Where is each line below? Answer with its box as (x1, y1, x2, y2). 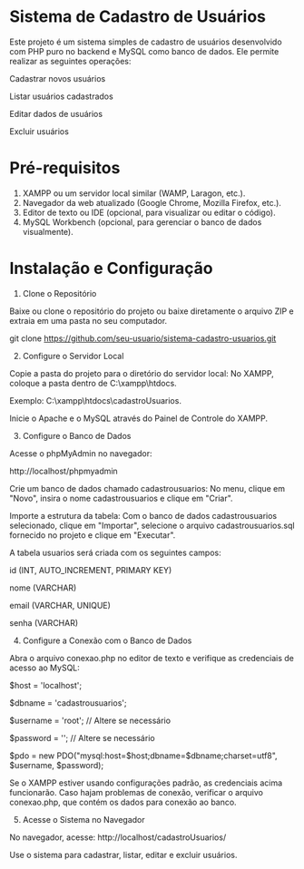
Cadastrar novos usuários (9, 73, 106, 83)
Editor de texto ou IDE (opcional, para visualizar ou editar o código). (22, 207, 277, 218)
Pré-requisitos (9, 158, 121, 179)
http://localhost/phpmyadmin (9, 465, 118, 476)
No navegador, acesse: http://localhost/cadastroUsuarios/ (9, 832, 227, 843)
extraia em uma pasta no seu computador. (9, 315, 168, 326)
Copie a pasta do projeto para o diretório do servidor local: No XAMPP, (9, 367, 274, 378)
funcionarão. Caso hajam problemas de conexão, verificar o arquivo (9, 786, 263, 797)
